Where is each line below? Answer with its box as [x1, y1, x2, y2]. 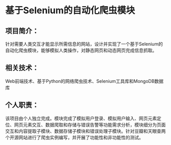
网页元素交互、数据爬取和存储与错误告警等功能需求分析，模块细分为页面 [14, 122, 166, 128]
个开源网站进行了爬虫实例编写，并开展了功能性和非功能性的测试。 [5, 134, 144, 140]
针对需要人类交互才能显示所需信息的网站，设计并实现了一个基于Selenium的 [5, 41, 163, 47]
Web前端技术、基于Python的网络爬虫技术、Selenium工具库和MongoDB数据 [5, 78, 164, 84]
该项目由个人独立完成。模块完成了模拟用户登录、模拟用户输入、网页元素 [5, 115, 157, 121]
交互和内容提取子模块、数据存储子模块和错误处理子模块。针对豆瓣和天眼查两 [5, 128, 166, 134]
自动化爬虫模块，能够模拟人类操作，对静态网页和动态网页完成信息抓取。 [5, 47, 157, 53]
